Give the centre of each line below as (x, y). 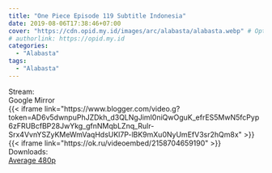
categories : (28, 46)
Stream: (21, 91)
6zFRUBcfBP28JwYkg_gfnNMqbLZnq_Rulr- (81, 125)
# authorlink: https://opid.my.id (67, 38)
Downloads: (28, 151)
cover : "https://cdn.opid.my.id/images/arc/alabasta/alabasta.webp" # (130, 31)
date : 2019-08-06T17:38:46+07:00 (65, 23)
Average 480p (32, 160)
